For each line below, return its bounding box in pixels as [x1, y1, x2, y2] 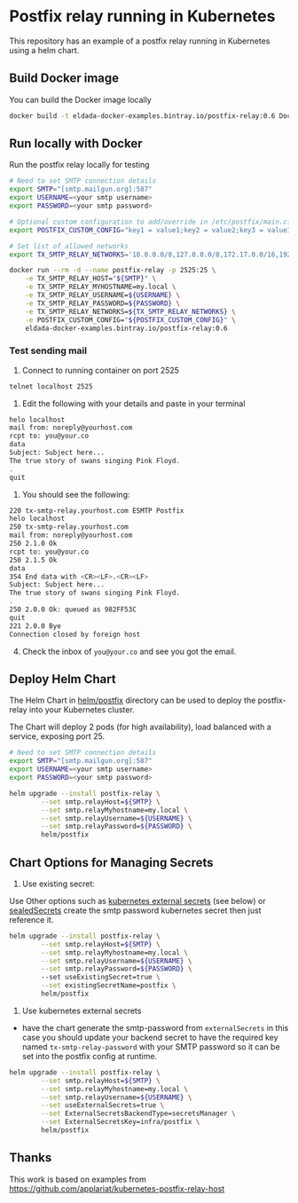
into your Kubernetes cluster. [29, 704, 135, 715]
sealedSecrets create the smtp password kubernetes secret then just [9, 905, 262, 916]
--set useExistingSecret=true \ [41, 973, 161, 982]
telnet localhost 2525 [9, 381, 93, 391]
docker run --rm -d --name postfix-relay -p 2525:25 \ [9, 266, 216, 275]
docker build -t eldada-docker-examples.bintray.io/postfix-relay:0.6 [9, 111, 276, 121]
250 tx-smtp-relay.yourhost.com [9, 523, 129, 531]
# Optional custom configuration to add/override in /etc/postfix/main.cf [9, 217, 292, 226]
